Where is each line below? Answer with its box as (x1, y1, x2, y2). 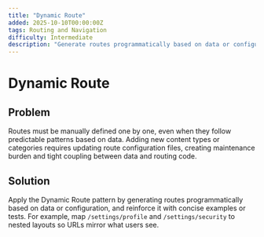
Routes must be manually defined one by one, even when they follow (8, 126, 232, 136)
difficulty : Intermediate (8, 33, 93, 42)
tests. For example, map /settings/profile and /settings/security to (8, 211, 236, 221)
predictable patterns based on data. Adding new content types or (8, 135, 220, 144)
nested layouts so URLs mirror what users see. (8, 220, 159, 229)
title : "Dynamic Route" (8, 11, 86, 20)
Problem (8, 105, 51, 118)
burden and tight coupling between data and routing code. (8, 151, 198, 161)
